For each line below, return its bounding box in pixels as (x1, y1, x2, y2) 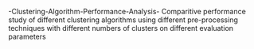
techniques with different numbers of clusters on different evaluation (8, 24, 233, 32)
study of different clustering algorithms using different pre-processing (8, 15, 239, 24)
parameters (8, 32, 46, 41)
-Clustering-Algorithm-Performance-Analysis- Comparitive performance (8, 7, 247, 16)
